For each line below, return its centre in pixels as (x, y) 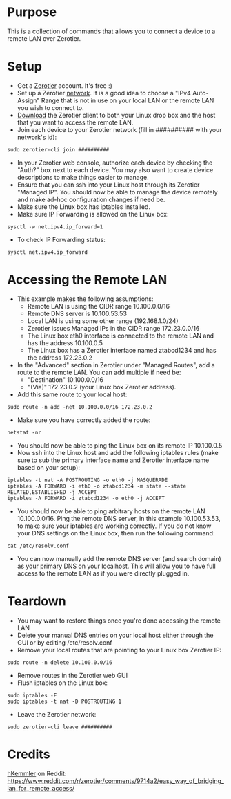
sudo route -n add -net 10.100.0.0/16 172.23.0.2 (80, 407)
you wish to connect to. (50, 107)
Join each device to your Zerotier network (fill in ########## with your (119, 129)
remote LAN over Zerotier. (44, 38)
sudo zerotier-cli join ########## (58, 149)
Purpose (32, 12)
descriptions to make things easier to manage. (83, 177)
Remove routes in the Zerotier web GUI (72, 675)
